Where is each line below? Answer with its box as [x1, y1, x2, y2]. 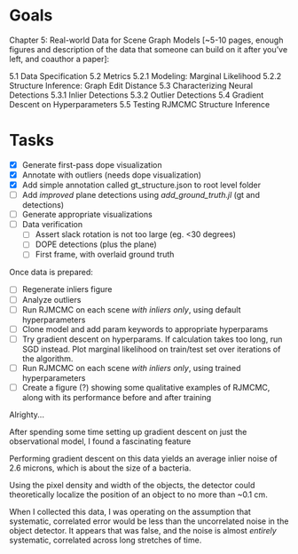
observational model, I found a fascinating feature [9, 436, 192, 447]
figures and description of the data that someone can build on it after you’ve [9, 44, 288, 54]
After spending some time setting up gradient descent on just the [9, 426, 247, 437]
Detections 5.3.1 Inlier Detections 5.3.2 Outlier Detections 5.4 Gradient [9, 90, 264, 100]
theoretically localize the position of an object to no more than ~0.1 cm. [9, 489, 268, 500]
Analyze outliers [21, 294, 82, 305]
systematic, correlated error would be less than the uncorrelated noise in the [9, 516, 289, 526]
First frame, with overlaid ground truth [35, 249, 175, 260]
